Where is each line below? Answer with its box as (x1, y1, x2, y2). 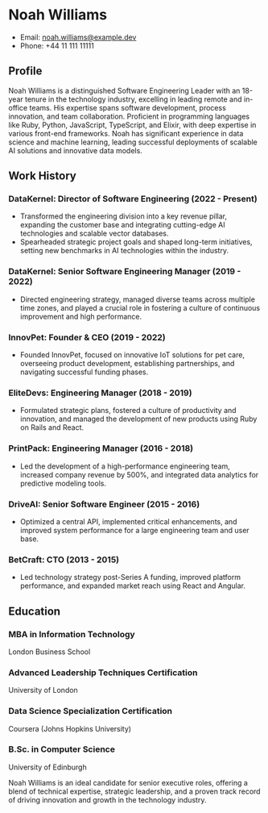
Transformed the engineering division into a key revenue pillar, (19, 211, 228, 221)
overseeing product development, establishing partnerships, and (19, 359, 235, 369)
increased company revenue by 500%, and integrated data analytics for (19, 469, 259, 479)
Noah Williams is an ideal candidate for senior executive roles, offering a (8, 778, 248, 787)
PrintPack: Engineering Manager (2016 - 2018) (8, 443, 194, 454)
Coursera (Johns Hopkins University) (8, 723, 131, 733)
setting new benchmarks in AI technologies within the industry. (19, 246, 229, 256)
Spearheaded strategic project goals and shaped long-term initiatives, (19, 237, 253, 247)
